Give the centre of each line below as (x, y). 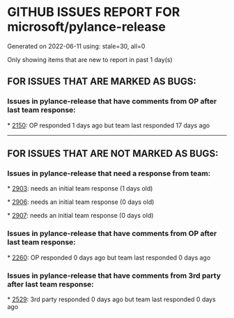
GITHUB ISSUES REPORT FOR (94, 12)
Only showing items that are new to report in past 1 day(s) (90, 59)
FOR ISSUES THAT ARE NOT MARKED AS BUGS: (113, 154)
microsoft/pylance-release (86, 27)
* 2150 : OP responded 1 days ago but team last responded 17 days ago (109, 125)
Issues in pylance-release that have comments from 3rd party (114, 276)
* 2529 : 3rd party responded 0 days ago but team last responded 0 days (111, 299)
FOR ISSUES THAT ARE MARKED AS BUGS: (102, 82)
